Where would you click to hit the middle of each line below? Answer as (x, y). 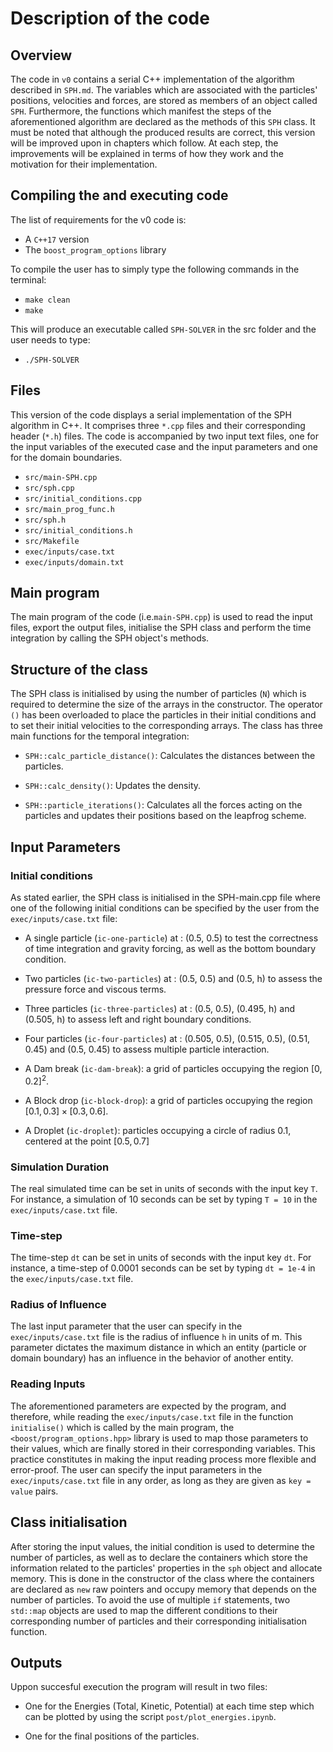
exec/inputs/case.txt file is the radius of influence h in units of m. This (156, 1337)
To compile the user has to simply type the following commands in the (155, 269)
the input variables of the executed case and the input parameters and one (164, 446)
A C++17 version (57, 239)
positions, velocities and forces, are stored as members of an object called (164, 100)
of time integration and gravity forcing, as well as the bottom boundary (170, 948)
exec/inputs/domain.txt (74, 562)
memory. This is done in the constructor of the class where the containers (162, 1578)
